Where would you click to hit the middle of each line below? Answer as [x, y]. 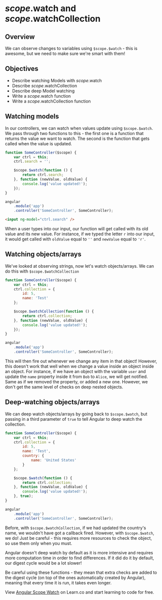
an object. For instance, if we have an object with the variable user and [75, 371]
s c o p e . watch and [41, 9]
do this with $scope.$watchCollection [42, 271]
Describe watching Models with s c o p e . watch [57, 80]
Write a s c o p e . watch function [41, 96]
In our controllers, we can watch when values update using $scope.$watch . [79, 128]
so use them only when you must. [39, 543]
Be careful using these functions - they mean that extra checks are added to [81, 572]
